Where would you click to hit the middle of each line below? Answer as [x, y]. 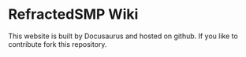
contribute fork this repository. [58, 44]
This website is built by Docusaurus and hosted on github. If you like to [123, 36]
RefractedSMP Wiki [73, 14]
